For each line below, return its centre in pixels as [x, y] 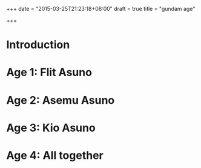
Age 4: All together [55, 155]
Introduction [38, 45]
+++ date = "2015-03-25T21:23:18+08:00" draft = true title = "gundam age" [101, 9]
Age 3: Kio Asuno [51, 128]
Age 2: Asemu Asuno [61, 100]
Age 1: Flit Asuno [49, 73]
